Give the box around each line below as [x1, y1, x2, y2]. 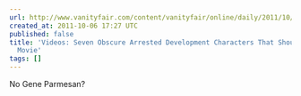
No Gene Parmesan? [9, 79, 86, 89]
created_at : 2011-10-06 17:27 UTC [9, 21, 139, 30]
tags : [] [9, 54, 42, 63]
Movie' [17, 46, 42, 55]
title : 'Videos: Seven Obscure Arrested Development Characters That [9, 37, 275, 47]
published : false [9, 29, 74, 38]
